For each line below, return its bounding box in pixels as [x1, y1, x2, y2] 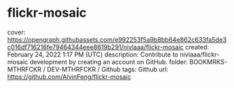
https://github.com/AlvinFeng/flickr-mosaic [7, 72, 131, 81]
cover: [7, 28, 26, 36]
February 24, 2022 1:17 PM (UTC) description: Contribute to [7, 50, 179, 59]
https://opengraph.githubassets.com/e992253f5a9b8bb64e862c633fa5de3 [7, 35, 227, 43]
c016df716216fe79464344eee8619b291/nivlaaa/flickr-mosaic [7, 43, 184, 51]
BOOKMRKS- [189, 57, 228, 66]
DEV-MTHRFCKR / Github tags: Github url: [46, 65, 169, 73]
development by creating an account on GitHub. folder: [29, 57, 189, 66]
